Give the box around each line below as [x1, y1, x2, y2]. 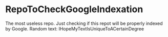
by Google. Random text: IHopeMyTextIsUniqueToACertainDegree [5, 25, 144, 31]
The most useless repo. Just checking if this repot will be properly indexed [5, 20, 163, 26]
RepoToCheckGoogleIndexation [5, 4, 143, 15]
